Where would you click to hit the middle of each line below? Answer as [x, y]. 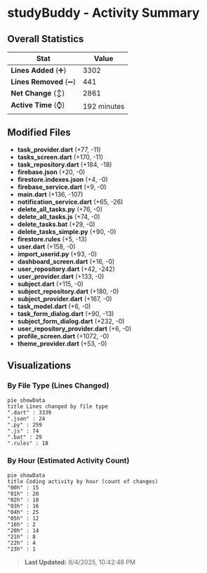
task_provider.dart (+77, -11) [59, 150]
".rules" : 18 [28, 443]
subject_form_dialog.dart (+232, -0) [71, 321]
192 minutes [103, 106]
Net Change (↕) [38, 93]
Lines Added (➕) [39, 70]
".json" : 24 [26, 419]
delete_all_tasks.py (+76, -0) [60, 209]
